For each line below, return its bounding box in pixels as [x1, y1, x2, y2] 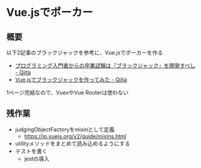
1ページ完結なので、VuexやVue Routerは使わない [6, 89, 129, 96]
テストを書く [15, 147, 47, 155]
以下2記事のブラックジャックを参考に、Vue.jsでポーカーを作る [6, 49, 163, 56]
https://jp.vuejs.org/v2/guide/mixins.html [24, 132, 126, 140]
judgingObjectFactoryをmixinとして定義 [15, 125, 115, 133]
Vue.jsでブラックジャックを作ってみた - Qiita [15, 76, 128, 83]
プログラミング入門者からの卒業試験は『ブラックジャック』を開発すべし [15, 62, 196, 69]
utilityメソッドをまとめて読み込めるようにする [15, 139, 131, 147]
